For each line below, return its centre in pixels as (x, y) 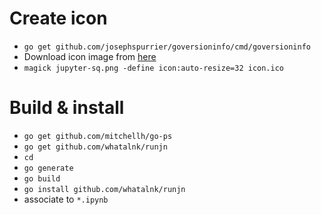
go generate (48, 168)
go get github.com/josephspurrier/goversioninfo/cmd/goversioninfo (167, 47)
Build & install (67, 108)
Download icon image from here (90, 56)
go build (42, 178)
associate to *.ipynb (66, 199)
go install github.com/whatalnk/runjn (104, 189)
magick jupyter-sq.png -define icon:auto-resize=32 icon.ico (154, 68)
